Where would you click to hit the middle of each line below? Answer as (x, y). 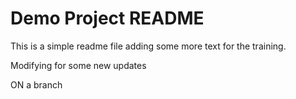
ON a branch (36, 84)
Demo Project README (107, 18)
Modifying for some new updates (78, 65)
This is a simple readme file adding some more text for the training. (148, 46)
